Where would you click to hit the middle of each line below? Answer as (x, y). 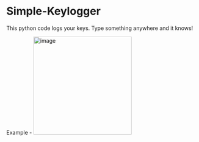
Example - (19, 132)
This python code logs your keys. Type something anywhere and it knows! (100, 28)
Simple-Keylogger (53, 11)
